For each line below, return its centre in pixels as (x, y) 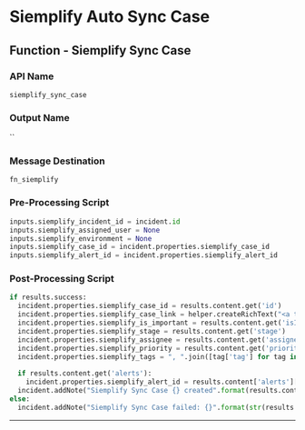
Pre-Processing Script (59, 203)
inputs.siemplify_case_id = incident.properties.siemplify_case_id (140, 247)
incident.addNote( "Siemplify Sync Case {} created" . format (132, 391)
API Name (32, 76)
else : (20, 399)
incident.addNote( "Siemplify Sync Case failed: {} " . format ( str (139, 407)
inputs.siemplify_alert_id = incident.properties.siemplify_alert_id (144, 255)
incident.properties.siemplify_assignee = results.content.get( (142, 340)
